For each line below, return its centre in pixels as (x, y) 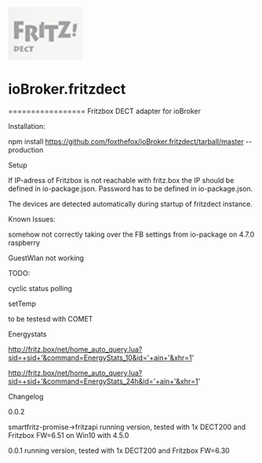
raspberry (24, 242)
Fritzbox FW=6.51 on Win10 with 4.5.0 (69, 435)
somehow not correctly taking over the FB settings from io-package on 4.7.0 (131, 234)
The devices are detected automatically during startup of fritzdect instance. (130, 204)
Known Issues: (32, 219)
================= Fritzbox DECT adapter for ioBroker (105, 111)
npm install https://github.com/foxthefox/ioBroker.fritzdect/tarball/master (126, 141)
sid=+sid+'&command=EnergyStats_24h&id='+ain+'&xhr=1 (103, 381)
